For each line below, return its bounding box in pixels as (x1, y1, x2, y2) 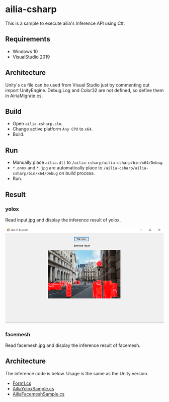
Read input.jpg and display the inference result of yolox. (5, 216, 121, 223)
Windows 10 (12, 48, 38, 54)
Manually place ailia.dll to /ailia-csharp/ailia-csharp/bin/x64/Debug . (12, 159, 163, 165)
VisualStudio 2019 (12, 54, 50, 60)
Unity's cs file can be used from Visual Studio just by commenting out (5, 82, 150, 88)
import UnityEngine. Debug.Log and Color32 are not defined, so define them (5, 87, 164, 93)
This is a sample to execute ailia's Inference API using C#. (5, 20, 125, 26)
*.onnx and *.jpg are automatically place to (12, 165, 103, 171)
